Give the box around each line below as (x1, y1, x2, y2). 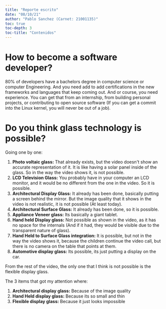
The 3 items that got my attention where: (5, 278, 88, 284)
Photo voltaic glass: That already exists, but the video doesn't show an (12, 159, 158, 165)
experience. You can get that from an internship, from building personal (5, 94, 151, 100)
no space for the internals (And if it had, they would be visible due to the (12, 222, 160, 228)
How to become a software (5, 52, 118, 63)
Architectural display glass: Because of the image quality (12, 288, 131, 294)
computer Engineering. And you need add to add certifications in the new (5, 84, 155, 90)
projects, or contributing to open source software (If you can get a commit (5, 100, 157, 106)
